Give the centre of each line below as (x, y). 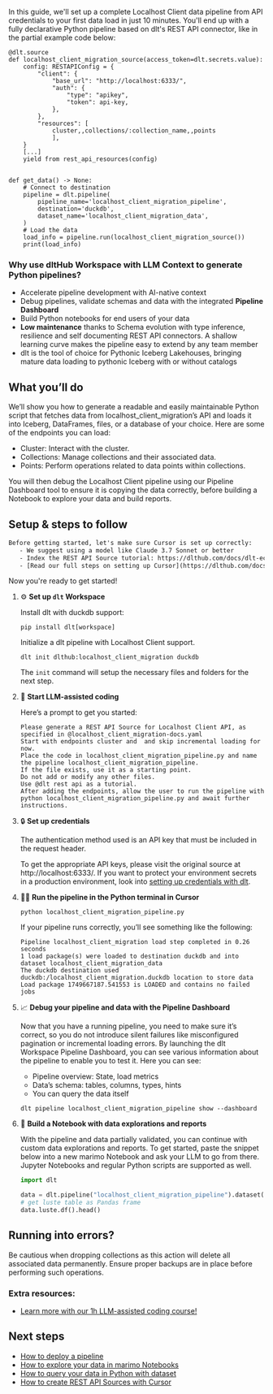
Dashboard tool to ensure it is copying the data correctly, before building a (133, 490)
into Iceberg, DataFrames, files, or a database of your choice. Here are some (136, 424)
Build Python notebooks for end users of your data (105, 318)
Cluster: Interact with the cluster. (75, 448)
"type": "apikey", (97, 95)
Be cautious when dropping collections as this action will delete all (119, 1255)
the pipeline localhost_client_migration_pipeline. (109, 763)
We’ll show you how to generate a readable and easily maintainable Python (134, 407)
